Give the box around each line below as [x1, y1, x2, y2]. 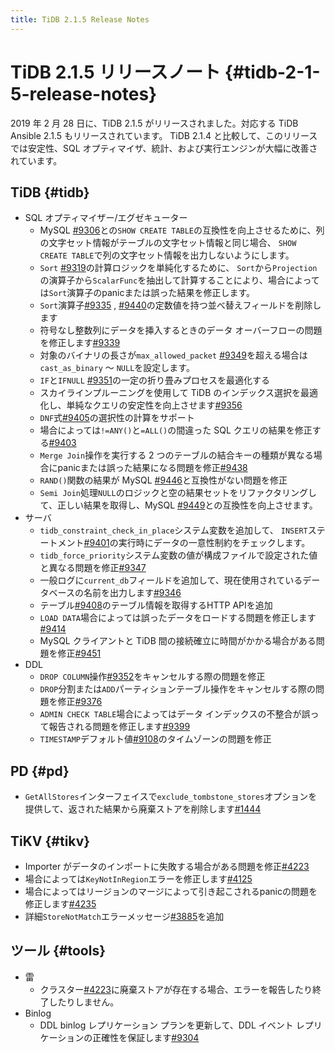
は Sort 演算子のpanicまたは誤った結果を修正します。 [39, 287, 256, 299]
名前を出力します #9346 [83, 587, 182, 599]
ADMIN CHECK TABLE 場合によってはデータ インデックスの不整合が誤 [39, 708, 311, 720]
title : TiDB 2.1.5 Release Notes [10, 14, 150, 25]
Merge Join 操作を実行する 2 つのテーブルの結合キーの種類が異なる [39, 449, 314, 461]
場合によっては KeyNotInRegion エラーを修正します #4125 [24, 873, 253, 885]
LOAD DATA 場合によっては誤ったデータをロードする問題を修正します [39, 612, 317, 624]
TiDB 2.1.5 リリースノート [10, 61, 222, 83]
